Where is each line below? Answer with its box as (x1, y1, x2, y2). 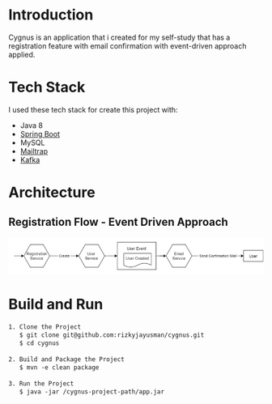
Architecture (8, 184, 96, 202)
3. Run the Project (8, 379, 74, 388)
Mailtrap (19, 146, 49, 155)
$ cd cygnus (19, 338, 60, 347)
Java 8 (19, 120, 43, 130)
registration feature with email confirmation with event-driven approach (8, 40, 247, 50)
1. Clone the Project (8, 322, 82, 331)
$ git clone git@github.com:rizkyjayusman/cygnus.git (19, 330, 205, 339)
